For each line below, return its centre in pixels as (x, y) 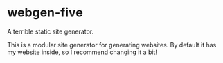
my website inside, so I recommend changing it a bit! (82, 52)
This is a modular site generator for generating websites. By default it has (112, 45)
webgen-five (45, 13)
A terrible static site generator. (51, 32)
